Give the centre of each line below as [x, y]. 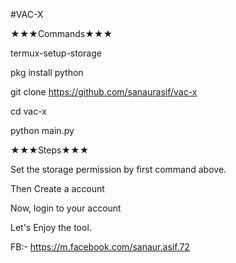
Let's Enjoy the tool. [51, 227]
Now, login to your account [66, 208]
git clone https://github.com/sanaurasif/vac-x [104, 92]
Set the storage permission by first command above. [118, 169]
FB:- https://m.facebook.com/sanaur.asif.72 [100, 247]
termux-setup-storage [56, 53]
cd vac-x [28, 111]
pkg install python [47, 72]
